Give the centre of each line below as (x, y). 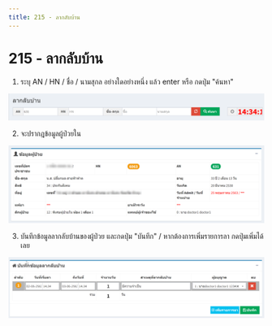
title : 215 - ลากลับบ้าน (44, 17)
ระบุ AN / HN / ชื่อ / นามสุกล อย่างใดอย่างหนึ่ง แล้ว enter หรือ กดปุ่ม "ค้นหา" (127, 81)
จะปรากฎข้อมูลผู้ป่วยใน (50, 133)
